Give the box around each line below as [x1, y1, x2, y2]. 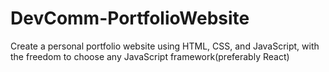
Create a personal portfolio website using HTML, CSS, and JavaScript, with [10, 40, 320, 52]
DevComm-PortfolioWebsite [10, 7, 250, 30]
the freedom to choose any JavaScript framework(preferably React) [10, 50, 290, 62]
